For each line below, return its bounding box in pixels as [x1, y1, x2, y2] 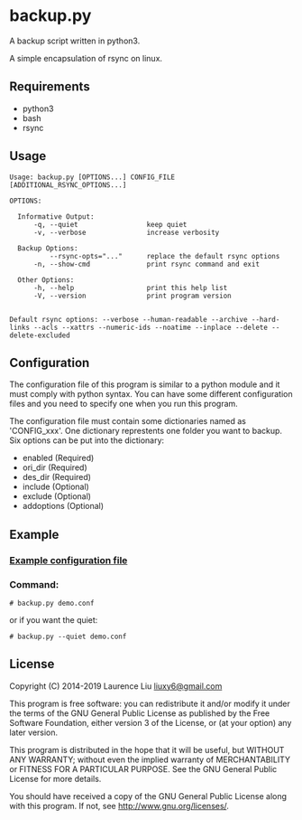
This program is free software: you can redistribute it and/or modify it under [9, 698, 290, 709]
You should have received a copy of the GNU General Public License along [9, 790, 287, 801]
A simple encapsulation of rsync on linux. [9, 52, 163, 63]
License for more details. [9, 773, 102, 784]
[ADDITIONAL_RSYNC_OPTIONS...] [9, 180, 127, 190]
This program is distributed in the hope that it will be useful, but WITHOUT [9, 744, 285, 755]
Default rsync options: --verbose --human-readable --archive [9, 315, 248, 324]
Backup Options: [17, 243, 78, 253]
